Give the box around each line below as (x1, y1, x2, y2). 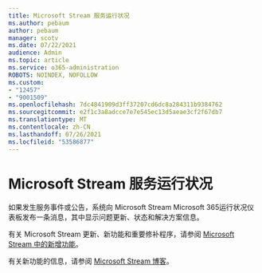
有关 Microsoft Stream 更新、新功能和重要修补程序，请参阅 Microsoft (8, 229, 235, 239)
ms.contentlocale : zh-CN (8, 123, 91, 131)
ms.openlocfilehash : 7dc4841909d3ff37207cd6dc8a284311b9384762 (8, 101, 223, 109)
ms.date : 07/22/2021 (8, 42, 77, 49)
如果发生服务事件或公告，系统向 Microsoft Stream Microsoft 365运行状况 (8, 203, 248, 212)
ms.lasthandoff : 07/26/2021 (8, 130, 102, 138)
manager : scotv (8, 34, 59, 42)
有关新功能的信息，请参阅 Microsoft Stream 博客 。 (8, 256, 174, 266)
